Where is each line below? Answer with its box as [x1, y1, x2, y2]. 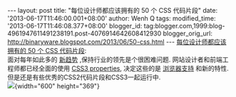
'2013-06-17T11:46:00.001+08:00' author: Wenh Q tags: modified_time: [7, 14, 216, 23]
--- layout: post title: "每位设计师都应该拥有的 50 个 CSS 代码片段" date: [7, 6, 218, 14]
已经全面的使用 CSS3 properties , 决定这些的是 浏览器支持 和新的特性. [26, 64, 230, 72]
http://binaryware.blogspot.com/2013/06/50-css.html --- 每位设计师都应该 [7, 38, 227, 46]
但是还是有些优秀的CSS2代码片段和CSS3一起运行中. [7, 73, 161, 81]
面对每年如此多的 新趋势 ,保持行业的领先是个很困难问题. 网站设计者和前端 [7, 55, 222, 64]
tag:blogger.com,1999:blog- [143, 22, 225, 30]
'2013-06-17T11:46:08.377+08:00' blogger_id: [7, 22, 143, 30]
